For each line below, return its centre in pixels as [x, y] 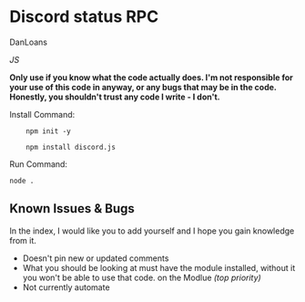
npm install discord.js [71, 147]
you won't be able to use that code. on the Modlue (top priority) [142, 277]
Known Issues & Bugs [72, 208]
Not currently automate [66, 287]
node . [22, 181]
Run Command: [39, 164]
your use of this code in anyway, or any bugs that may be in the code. [143, 87]
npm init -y [48, 131]
